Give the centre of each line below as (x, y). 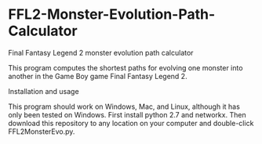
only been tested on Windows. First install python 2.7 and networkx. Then (127, 114)
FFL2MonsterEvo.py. (42, 131)
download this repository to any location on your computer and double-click (131, 123)
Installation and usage (44, 91)
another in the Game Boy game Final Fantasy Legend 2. (98, 76)
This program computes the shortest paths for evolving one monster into (126, 67)
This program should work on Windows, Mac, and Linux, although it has (124, 106)
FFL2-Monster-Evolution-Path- (112, 14)
